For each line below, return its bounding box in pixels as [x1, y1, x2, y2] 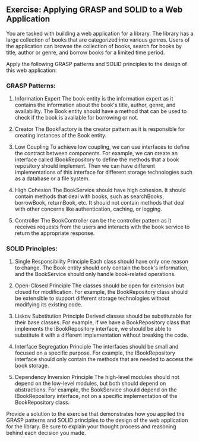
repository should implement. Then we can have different [14, 162, 156, 170]
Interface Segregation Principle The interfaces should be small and [14, 343, 179, 350]
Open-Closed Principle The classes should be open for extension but [14, 282, 184, 289]
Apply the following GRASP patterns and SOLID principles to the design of [6, 60, 187, 67]
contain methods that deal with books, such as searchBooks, [14, 193, 165, 200]
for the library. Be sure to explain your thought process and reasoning [6, 423, 176, 430]
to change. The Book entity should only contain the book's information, [14, 264, 189, 271]
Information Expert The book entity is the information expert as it [14, 95, 173, 102]
